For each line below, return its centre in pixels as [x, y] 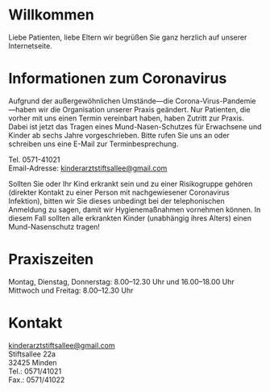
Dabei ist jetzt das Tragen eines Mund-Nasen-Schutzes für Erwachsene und [135, 126]
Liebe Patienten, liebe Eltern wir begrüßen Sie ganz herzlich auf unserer [128, 37]
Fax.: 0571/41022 [37, 379]
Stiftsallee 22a [32, 354]
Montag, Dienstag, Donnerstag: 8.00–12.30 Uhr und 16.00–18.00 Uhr [122, 281]
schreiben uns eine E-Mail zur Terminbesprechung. [93, 144]
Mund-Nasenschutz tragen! [54, 226]
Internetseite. [30, 45]
